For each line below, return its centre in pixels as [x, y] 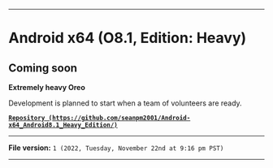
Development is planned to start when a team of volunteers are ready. [125, 103]
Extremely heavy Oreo [47, 87]
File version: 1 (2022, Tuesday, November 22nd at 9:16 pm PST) [116, 148]
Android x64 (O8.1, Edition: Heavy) [128, 38]
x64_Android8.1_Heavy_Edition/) [63, 125]
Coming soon [43, 68]
